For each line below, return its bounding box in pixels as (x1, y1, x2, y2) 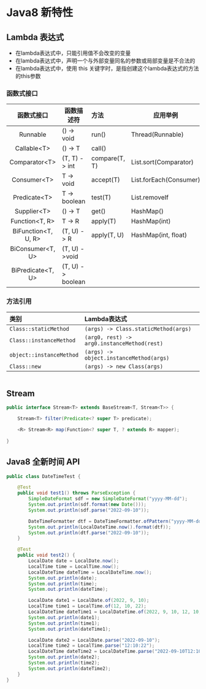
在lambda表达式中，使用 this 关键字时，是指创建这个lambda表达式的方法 (15, 65, 199, 72)
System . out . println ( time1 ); (28, 620, 100, 626)
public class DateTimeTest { (6, 473, 81, 479)
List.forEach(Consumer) (131, 175, 200, 184)
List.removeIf (131, 193, 169, 202)
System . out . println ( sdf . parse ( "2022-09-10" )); (28, 507, 150, 513)
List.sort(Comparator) (131, 158, 194, 166)
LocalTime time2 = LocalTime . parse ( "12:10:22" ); (28, 642, 155, 649)
